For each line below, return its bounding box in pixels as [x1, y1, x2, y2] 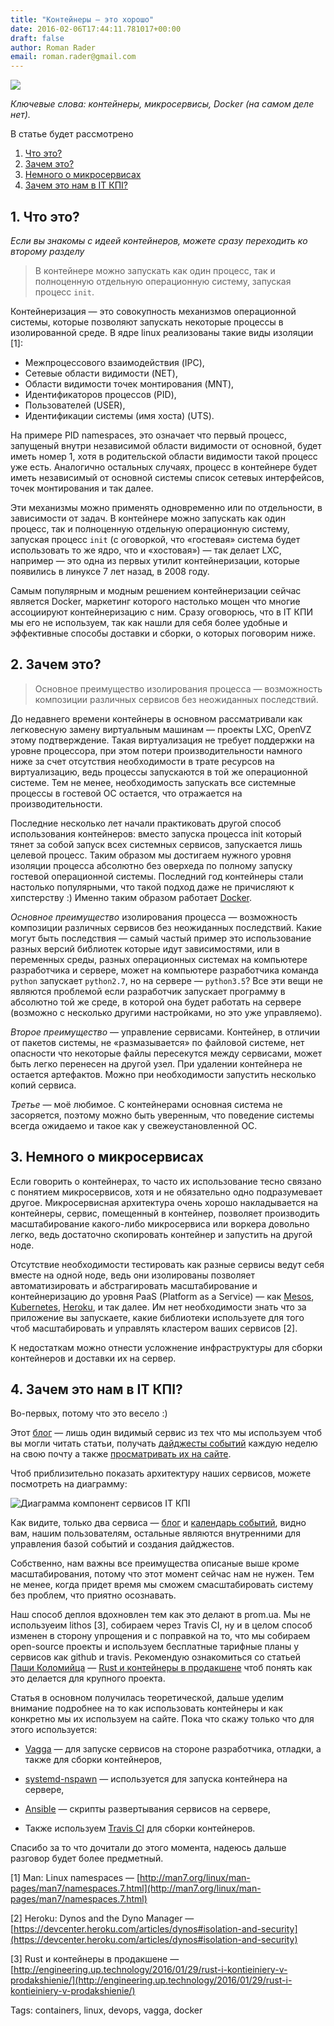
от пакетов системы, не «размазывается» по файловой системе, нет [10, 1036, 305, 1048]
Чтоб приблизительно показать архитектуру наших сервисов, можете [10, 1467, 312, 1480]
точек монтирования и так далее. [10, 482, 154, 494]
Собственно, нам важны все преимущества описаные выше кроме [10, 1557, 300, 1570]
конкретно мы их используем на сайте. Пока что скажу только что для [10, 1713, 315, 1725]
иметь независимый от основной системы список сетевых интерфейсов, [10, 471, 325, 483]
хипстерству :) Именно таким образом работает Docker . [10, 891, 253, 903]
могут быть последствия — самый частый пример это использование [10, 932, 312, 944]
